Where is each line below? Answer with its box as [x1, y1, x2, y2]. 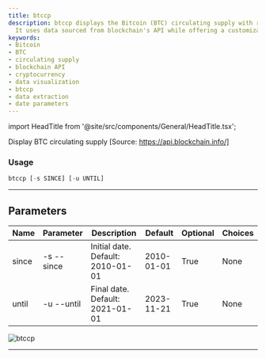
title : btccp [8, 11, 51, 20]
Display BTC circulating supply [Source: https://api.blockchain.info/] [8, 137, 230, 147]
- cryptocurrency [8, 70, 66, 78]
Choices [222, 227, 254, 238]
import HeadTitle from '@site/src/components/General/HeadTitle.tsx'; [8, 122, 237, 131]
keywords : [8, 33, 41, 42]
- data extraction [8, 93, 69, 101]
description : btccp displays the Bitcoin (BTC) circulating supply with [8, 19, 253, 27]
